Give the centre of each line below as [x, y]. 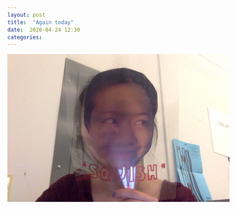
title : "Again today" [41, 22]
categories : [25, 37]
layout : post [26, 15]
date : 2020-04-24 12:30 [44, 30]
